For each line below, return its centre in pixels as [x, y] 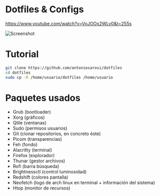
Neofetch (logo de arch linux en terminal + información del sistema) [84, 183]
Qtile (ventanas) [30, 123]
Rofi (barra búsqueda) [36, 166]
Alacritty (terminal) [32, 150]
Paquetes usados [43, 98]
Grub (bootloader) [32, 112]
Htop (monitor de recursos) [41, 188]
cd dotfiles [18, 73]
